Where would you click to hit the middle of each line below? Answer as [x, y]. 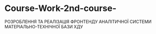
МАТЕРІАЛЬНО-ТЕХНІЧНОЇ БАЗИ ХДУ [44, 26]
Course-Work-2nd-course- [61, 8]
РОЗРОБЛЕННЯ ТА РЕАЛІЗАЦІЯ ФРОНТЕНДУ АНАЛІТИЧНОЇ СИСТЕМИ [78, 22]
